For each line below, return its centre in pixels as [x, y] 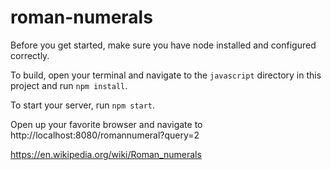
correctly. [30, 55]
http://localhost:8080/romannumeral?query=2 [105, 135]
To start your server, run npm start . [83, 105]
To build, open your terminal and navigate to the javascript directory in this [166, 75]
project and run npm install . [69, 85]
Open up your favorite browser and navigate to [106, 124]
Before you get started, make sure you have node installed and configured [163, 45]
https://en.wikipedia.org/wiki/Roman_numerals [106, 154]
